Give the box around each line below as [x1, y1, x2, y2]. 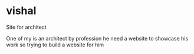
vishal [6, 4, 37, 18]
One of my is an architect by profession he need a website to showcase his [6, 35, 189, 42]
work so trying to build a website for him [6, 41, 104, 48]
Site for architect [6, 23, 47, 31]
